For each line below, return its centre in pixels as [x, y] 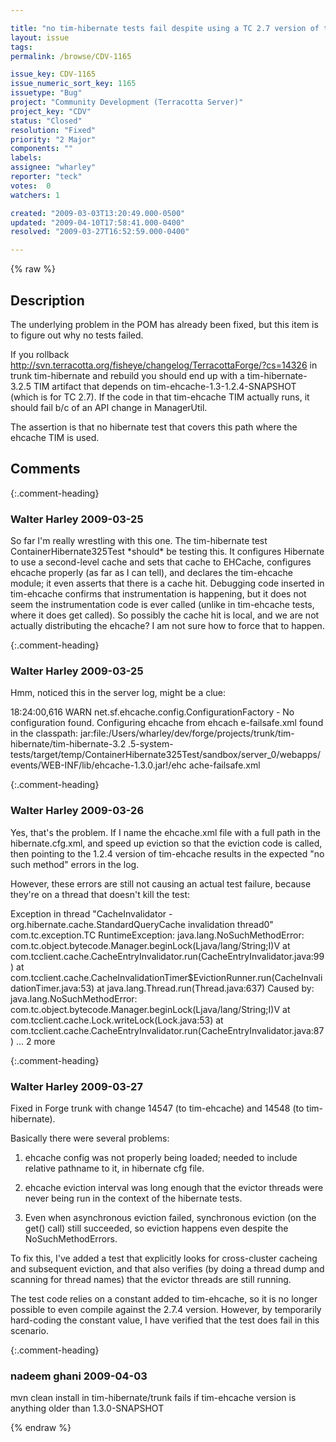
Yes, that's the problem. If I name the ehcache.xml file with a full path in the [165, 832]
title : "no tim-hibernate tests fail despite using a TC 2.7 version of [165, 28]
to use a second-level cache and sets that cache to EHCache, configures [161, 562]
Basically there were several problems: [90, 1138]
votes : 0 [31, 186]
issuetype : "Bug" [46, 93]
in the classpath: [44, 733]
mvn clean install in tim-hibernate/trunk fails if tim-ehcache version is [153, 1398]
